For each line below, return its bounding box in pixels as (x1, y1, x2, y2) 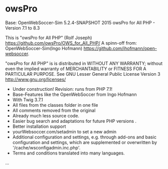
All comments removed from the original (12, 107, 96, 113)
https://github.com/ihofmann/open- (83, 45, 157, 51)
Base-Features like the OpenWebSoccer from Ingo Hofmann (12, 91, 137, 97)
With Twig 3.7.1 (12, 96, 44, 103)
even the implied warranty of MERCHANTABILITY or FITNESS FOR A (5, 66, 146, 72)
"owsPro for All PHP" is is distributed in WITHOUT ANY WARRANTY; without (5, 60, 163, 66)
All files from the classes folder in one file (12, 102, 98, 108)
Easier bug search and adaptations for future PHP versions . (12, 118, 137, 124)
